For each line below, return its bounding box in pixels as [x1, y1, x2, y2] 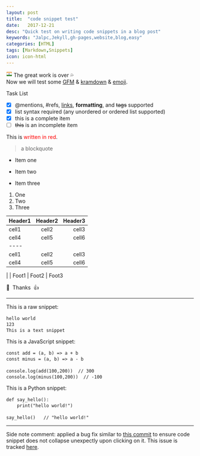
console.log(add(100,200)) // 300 [6, 368, 95, 374]
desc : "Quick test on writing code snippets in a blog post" [6, 29, 161, 35]
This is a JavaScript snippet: [6, 338, 76, 345]
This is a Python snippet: [6, 384, 67, 392]
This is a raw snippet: [6, 303, 59, 311]
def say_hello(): [6, 397, 49, 403]
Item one [14, 157, 37, 163]
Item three [14, 179, 40, 187]
